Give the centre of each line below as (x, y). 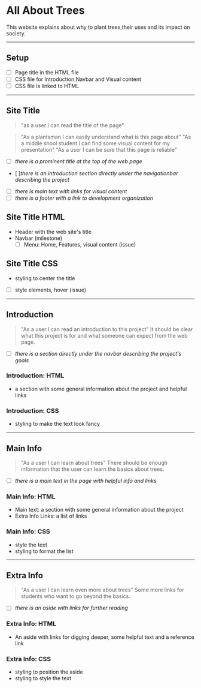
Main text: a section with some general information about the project (99, 510)
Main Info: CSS (28, 531)
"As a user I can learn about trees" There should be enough (94, 462)
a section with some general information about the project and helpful (101, 389)
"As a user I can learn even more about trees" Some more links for (102, 590)
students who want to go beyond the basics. (75, 596)
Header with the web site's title (53, 232)
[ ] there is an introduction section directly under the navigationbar (96, 173)
